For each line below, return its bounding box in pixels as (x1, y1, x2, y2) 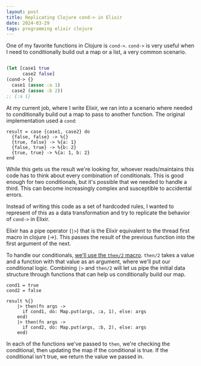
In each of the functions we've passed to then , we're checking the (6, 340, 170, 347)
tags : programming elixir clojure (6, 25, 93, 32)
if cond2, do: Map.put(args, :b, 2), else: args (22, 324, 147, 331)
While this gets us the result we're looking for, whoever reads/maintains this (6, 165, 194, 172)
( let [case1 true (6, 66, 50, 72)
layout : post (6, 8, 39, 15)
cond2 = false (6, 287, 42, 293)
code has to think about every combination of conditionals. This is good (6, 172, 184, 179)
